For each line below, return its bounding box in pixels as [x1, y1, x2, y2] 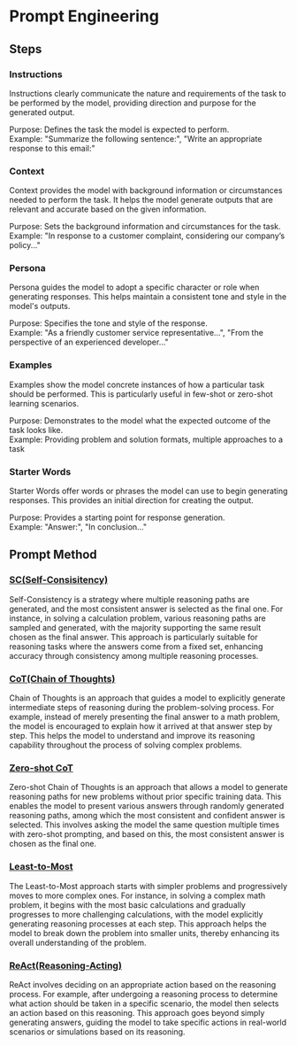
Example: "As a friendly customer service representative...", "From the [9, 328, 263, 338]
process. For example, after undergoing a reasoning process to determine [9, 988, 278, 999]
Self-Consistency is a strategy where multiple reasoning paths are [9, 593, 250, 604]
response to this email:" [9, 143, 95, 153]
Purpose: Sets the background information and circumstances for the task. [9, 221, 281, 232]
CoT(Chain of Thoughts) [9, 672, 116, 685]
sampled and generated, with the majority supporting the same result [9, 622, 262, 632]
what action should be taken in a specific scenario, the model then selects [9, 998, 279, 1009]
